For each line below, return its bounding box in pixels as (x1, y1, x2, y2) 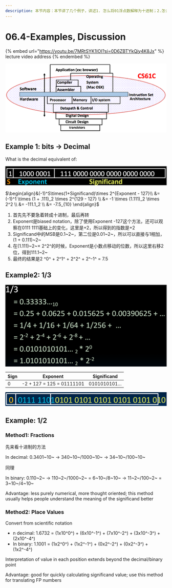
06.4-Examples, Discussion (5, 31, 126, 43)
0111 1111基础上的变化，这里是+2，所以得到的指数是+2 (21, 225, 136, 231)
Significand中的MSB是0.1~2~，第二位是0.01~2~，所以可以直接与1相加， (12, 231, 165, 237)
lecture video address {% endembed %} (5, 53, 91, 59)
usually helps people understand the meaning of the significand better (5, 496, 154, 502)
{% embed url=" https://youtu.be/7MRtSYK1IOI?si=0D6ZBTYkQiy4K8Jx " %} (5, 48, 165, 54)
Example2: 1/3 (5, 271, 52, 279)
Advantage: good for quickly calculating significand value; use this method (5, 572, 163, 578)
